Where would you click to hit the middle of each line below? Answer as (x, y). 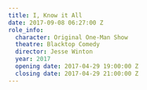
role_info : (26, 30)
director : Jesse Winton (54, 52)
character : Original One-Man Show (72, 37)
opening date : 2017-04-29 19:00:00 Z (77, 67)
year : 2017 (33, 59)
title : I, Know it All (45, 15)
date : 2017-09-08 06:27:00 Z (56, 23)
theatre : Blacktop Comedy (58, 45)
